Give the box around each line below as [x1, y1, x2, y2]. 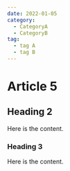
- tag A [13, 42, 36, 49]
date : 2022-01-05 [7, 10, 58, 17]
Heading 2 [7, 106, 53, 118]
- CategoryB [13, 29, 49, 37]
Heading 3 [7, 141, 43, 151]
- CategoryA [13, 23, 49, 30]
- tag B [13, 49, 36, 56]
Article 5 [7, 79, 58, 94]
